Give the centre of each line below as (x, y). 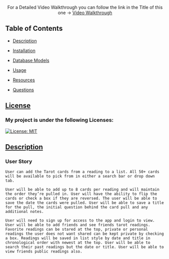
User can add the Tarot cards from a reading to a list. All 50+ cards (82, 172)
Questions (23, 90)
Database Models (31, 60)
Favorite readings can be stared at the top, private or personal (77, 230)
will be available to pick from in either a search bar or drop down (80, 177)
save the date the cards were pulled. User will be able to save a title (85, 203)
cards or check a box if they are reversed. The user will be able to (81, 199)
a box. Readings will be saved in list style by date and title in (78, 238)
